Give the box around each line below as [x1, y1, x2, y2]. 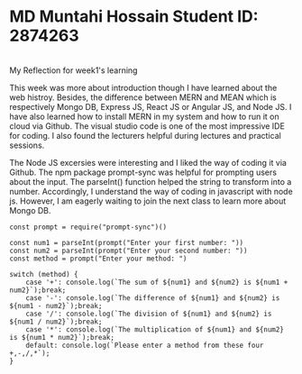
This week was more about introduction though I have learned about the [9, 82, 278, 93]
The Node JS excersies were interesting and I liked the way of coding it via [9, 157, 287, 168]
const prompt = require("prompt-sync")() [9, 223, 168, 232]
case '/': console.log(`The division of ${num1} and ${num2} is [25, 309, 272, 318]
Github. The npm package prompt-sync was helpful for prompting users [9, 167, 278, 178]
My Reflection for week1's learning [9, 65, 138, 76]
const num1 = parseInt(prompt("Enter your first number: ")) [9, 238, 244, 247]
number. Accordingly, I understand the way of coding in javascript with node [9, 186, 293, 196]
